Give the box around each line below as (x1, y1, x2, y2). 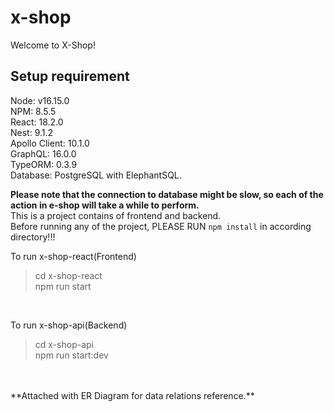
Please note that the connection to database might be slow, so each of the (10, 188, 324, 200)
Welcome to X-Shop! (10, 39, 96, 51)
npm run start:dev (34, 349, 109, 361)
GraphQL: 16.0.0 (10, 147, 77, 160)
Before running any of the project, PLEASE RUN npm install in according (10, 220, 312, 232)
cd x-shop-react (34, 269, 103, 281)
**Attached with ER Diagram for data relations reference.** (10, 389, 255, 401)
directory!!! (10, 231, 56, 243)
